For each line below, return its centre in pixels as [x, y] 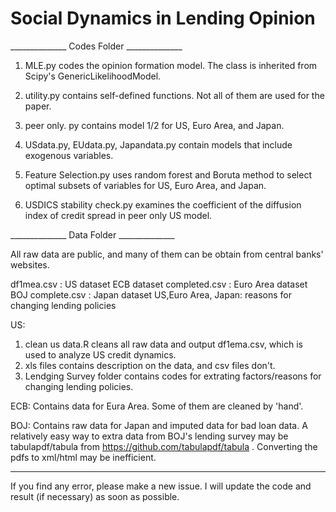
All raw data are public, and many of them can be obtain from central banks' [167, 254]
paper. [38, 106]
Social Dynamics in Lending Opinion [163, 18]
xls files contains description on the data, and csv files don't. [150, 365]
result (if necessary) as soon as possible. [95, 496]
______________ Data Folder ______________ [92, 234]
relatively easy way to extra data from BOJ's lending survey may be [149, 436]
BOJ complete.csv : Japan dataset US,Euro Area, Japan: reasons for [151, 294]
